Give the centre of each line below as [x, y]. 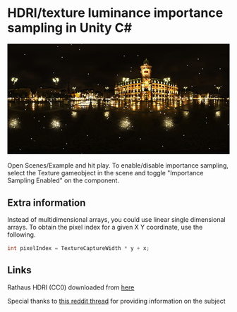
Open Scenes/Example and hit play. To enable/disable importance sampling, [118, 166]
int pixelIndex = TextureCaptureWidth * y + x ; [79, 249]
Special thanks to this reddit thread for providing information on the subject [116, 301]
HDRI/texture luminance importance [115, 13]
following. [22, 235]
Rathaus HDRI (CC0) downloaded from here [71, 287]
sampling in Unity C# [70, 28]
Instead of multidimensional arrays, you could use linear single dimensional [116, 220]
